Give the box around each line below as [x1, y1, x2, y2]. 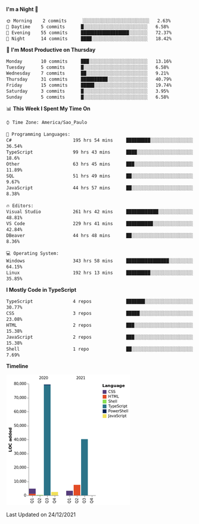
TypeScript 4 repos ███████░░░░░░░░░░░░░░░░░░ [6, 298, 194, 304]
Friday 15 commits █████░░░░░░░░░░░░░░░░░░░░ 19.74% [6, 82, 172, 88]
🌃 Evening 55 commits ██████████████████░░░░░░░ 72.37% [6, 30, 172, 36]
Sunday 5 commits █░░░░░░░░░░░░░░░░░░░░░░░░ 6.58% [6, 94, 169, 100]
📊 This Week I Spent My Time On [6, 105, 91, 112]
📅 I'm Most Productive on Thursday [6, 46, 96, 53]
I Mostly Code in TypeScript [6, 286, 76, 293]
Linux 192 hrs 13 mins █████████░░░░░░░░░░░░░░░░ [6, 270, 194, 276]
